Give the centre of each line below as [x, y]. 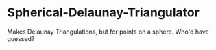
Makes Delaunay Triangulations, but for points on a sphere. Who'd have [108, 32]
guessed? [21, 38]
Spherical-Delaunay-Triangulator [104, 13]
